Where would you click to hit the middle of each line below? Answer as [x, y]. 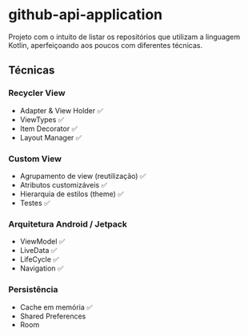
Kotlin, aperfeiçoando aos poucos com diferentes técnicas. [105, 45]
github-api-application [85, 15]
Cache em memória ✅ [56, 307]
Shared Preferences [53, 316]
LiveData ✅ [38, 251]
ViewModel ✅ [42, 242]
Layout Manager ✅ [51, 137]
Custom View [35, 159]
